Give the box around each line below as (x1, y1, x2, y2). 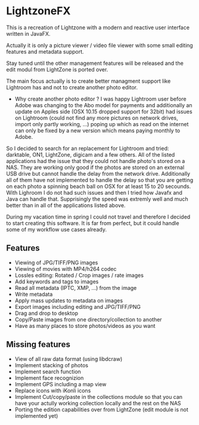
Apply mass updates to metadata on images (14, 296, 123, 304)
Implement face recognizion (14, 374, 84, 382)
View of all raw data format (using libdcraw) (14, 355, 123, 362)
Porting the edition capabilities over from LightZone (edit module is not (14, 406, 189, 413)
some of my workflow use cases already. (6, 226, 107, 233)
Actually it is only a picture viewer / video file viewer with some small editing (6, 42, 194, 49)
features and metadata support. (6, 48, 85, 55)
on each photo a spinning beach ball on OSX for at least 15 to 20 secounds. (6, 183, 191, 190)
